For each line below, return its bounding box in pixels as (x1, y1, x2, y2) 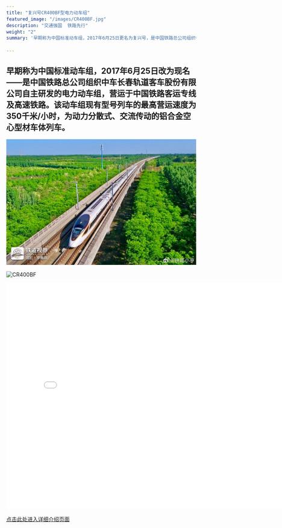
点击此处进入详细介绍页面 (6, 515, 70, 523)
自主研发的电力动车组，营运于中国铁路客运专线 (22, 89, 196, 99)
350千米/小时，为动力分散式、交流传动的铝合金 (6, 111, 183, 122)
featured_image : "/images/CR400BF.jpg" (6, 16, 107, 22)
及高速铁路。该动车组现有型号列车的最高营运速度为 (6, 100, 196, 110)
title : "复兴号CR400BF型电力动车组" (6, 10, 90, 16)
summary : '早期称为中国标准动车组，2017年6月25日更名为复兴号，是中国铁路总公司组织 (6, 35, 196, 42)
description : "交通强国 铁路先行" (6, 22, 89, 28)
